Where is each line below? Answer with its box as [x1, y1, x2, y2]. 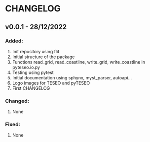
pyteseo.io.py [12, 64, 40, 70]
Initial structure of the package [12, 54, 75, 60]
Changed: [5, 97, 30, 104]
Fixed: [5, 121, 21, 128]
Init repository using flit [12, 48, 60, 54]
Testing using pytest [12, 70, 54, 75]
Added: [5, 37, 23, 44]
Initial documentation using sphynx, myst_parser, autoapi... [12, 74, 132, 80]
